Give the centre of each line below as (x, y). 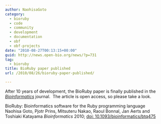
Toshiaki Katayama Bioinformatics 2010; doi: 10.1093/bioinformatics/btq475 (80, 116)
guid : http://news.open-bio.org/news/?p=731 (51, 55)
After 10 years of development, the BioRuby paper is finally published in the (80, 91)
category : (15, 14)
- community (22, 28)
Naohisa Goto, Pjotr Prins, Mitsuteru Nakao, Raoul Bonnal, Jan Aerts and (77, 111)
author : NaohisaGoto (26, 10)
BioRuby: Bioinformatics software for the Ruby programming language (75, 106)
